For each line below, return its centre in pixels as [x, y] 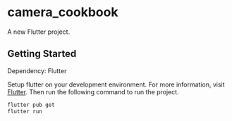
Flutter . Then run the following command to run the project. [93, 91]
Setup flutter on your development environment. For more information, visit [116, 84]
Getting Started [42, 54]
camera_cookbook [63, 12]
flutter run [25, 111]
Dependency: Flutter [37, 70]
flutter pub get [31, 105]
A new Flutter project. [39, 32]
